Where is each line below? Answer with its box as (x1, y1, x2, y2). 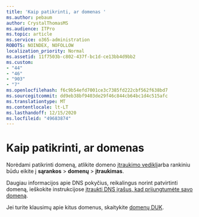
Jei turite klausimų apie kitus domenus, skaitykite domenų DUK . (6, 204, 164, 211)
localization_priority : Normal (6, 48, 85, 54)
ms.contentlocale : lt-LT (6, 104, 69, 110)
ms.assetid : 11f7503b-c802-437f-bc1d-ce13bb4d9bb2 (6, 54, 136, 60)
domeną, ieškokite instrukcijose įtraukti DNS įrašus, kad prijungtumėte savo (6, 186, 193, 193)
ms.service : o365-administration (6, 37, 90, 43)
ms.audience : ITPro (6, 25, 55, 32)
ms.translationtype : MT (6, 98, 66, 104)
